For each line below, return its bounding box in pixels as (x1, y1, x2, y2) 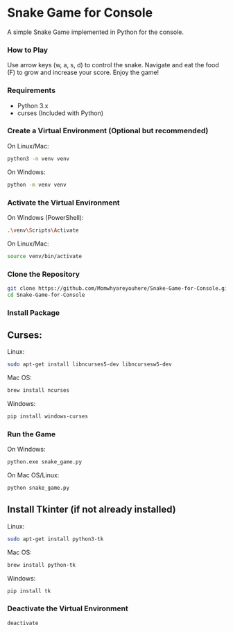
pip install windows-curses (7, 413, 89, 420)
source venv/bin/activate (7, 253, 82, 259)
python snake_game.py (7, 484, 70, 492)
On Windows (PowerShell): (7, 213, 84, 221)
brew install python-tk (7, 561, 76, 568)
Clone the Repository (7, 269, 80, 279)
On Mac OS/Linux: (7, 471, 60, 479)
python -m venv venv (7, 181, 67, 188)
